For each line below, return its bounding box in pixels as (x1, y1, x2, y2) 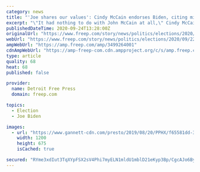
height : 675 (17, 140, 46, 146)
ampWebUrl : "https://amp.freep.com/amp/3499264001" (6, 42, 137, 48)
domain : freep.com (11, 92, 58, 98)
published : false (6, 70, 49, 76)
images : (6, 124, 26, 130)
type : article (6, 53, 42, 59)
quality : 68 (6, 58, 36, 64)
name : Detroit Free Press (11, 86, 76, 92)
